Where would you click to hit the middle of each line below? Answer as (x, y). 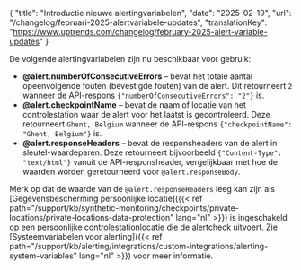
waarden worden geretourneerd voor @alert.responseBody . (131, 171)
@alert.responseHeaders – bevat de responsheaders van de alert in (150, 143)
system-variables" (44, 256)
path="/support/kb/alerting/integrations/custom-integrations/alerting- (139, 246)
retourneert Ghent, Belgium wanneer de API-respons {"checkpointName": (157, 124)
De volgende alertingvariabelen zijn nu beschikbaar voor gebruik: (130, 59)
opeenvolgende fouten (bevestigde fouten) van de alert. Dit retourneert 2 (157, 86)
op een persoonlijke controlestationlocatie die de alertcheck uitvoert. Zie (144, 227)
